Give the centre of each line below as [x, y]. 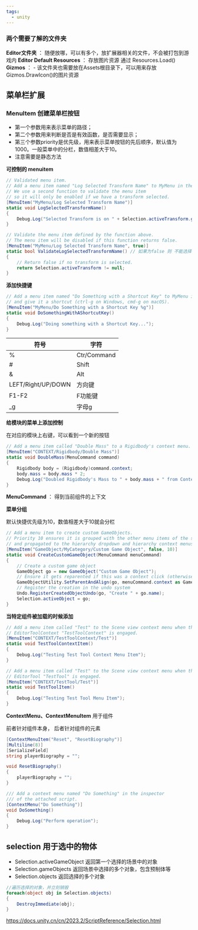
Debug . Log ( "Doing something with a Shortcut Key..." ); [85, 324]
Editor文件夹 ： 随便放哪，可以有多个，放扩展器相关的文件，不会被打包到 [95, 52]
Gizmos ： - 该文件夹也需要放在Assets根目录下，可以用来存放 [82, 67]
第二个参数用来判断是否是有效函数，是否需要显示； [77, 135]
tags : [13, 11]
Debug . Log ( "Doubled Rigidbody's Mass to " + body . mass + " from [97, 479]
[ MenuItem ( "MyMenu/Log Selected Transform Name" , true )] [77, 246]
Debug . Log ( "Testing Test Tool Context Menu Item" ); [81, 655]
